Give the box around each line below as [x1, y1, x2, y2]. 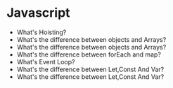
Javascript [6, 5, 71, 21]
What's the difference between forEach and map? [16, 50, 161, 59]
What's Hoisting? [16, 28, 67, 36]
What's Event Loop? [16, 57, 75, 66]
